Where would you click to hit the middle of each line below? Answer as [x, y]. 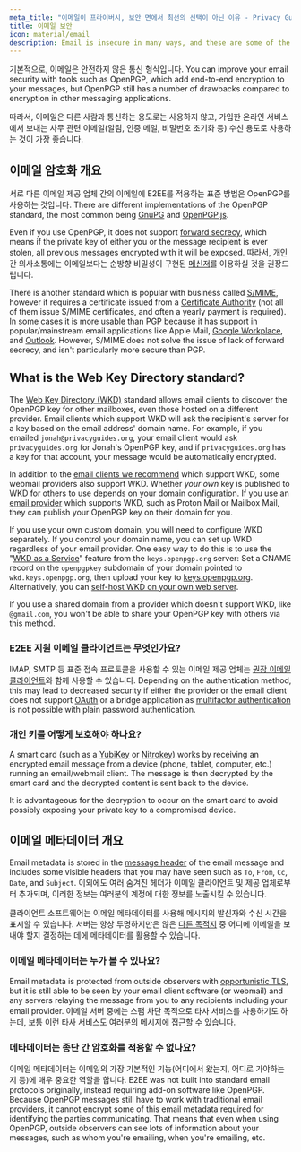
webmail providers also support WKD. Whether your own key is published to [150, 483]
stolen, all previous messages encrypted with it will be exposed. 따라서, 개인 [149, 253]
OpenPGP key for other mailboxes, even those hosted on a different [134, 409]
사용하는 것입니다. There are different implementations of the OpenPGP [139, 205]
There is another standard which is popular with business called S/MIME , [144, 293]
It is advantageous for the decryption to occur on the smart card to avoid [144, 801]
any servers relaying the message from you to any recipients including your [149, 1000]
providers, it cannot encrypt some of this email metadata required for [137, 1109]
